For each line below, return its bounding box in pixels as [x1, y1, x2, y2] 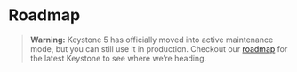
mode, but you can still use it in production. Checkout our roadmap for [29, 43, 288, 54]
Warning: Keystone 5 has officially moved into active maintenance [29, 34, 274, 45]
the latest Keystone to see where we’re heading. [29, 53, 206, 63]
